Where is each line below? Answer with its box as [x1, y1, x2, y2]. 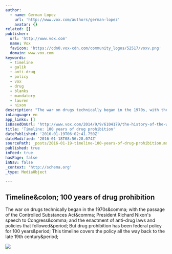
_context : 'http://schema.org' [5, 164, 72, 170]
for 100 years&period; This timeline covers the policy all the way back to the [5, 228, 165, 235]
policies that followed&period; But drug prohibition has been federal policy [5, 223, 162, 229]
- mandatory [10, 93, 36, 98]
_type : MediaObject [5, 170, 47, 175]
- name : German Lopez [10, 12, 56, 17]
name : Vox [10, 41, 31, 46]
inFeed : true [5, 151, 33, 156]
